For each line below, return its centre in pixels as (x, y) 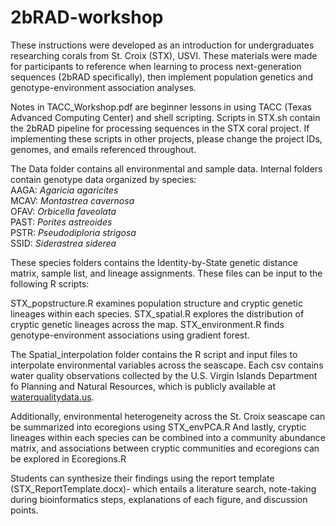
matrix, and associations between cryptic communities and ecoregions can (165, 448)
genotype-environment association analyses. (103, 87)
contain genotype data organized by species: (103, 179)
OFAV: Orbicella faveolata (63, 211)
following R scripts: (50, 283)
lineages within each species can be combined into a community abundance (168, 437)
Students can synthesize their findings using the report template (142, 478)
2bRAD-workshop (87, 17)
